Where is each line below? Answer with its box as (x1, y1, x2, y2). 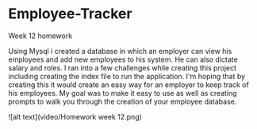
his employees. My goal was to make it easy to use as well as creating (8, 88, 237, 97)
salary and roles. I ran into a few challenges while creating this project (8, 63, 236, 72)
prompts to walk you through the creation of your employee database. (8, 97, 237, 106)
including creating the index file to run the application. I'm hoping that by (8, 71, 246, 81)
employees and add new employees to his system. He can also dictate (8, 55, 238, 64)
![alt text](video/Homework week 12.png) (8, 112, 143, 121)
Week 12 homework (8, 31, 73, 40)
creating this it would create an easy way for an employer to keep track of (8, 80, 250, 89)
